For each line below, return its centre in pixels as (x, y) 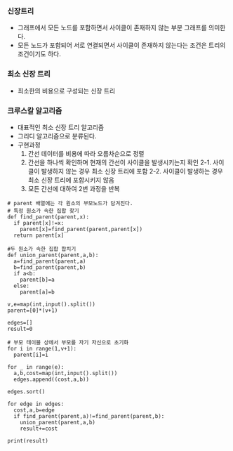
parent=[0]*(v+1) (33, 311)
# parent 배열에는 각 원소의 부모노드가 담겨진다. (70, 203)
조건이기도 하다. (39, 54)
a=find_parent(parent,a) (50, 261)
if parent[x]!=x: (39, 223)
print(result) (28, 440)
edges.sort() (26, 391)
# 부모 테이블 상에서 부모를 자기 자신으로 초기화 (68, 342)
